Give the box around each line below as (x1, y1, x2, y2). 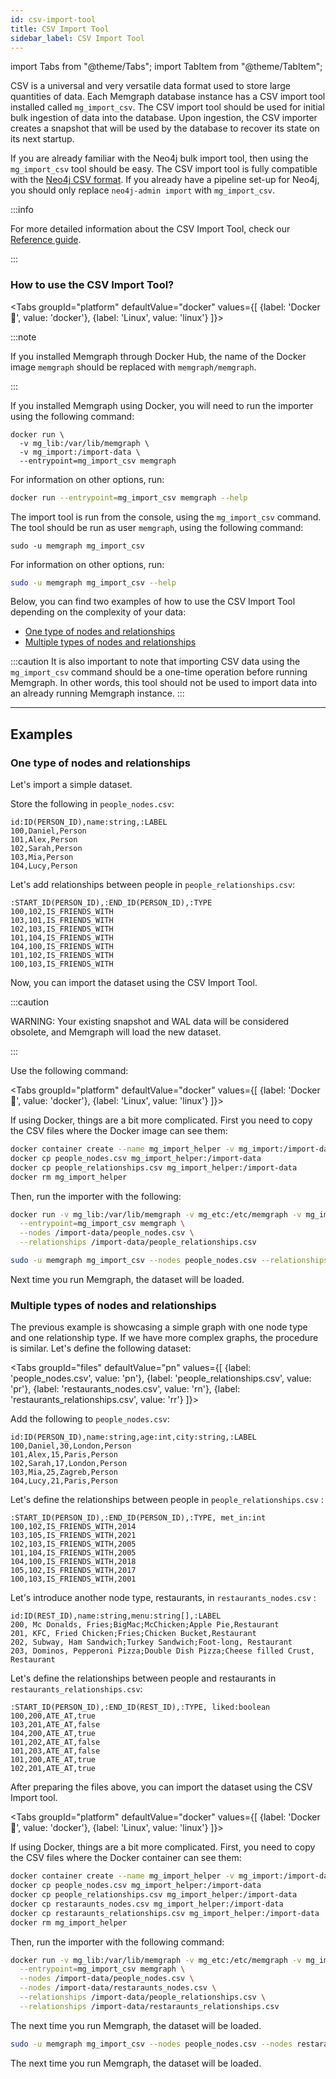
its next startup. (10, 133, 75, 145)
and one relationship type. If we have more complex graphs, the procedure (10, 1332, 319, 1344)
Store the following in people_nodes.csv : (10, 798, 175, 810)
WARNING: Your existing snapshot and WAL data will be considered (10, 1016, 290, 1028)
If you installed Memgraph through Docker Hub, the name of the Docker (10, 350, 307, 362)
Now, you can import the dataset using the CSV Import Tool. (10, 977, 258, 989)
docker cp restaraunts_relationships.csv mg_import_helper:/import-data (10, 1908, 320, 1918)
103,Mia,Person (10, 852, 74, 863)
